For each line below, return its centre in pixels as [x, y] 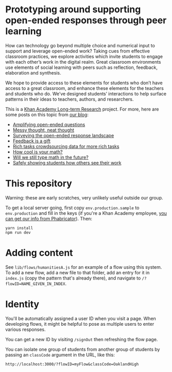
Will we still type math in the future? [51, 157]
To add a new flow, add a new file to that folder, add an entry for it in [78, 272]
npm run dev [18, 232]
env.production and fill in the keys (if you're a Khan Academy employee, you [86, 213]
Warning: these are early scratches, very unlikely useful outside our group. [84, 198]
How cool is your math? [38, 152]
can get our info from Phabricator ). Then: [49, 218]
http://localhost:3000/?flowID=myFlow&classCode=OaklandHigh [72, 364]
